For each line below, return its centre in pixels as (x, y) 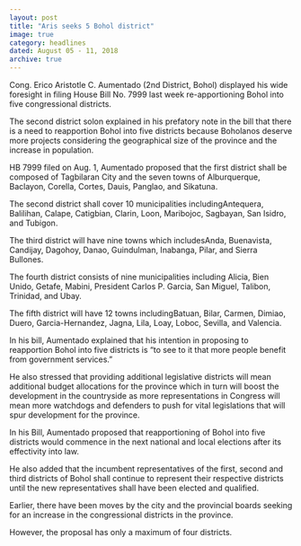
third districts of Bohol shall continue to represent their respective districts (147, 478)
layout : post (34, 18)
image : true (31, 34)
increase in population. (52, 150)
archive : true (36, 59)
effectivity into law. (44, 451)
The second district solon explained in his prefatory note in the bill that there (150, 121)
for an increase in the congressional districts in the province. (121, 515)
